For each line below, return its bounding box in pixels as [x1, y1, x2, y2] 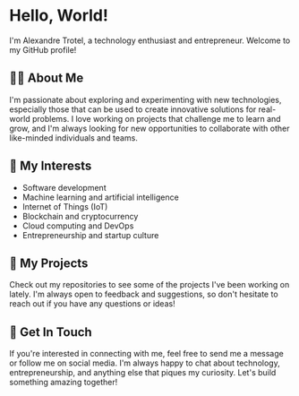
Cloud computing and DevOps [21, 220, 134, 231]
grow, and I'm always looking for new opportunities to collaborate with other [9, 123, 290, 133]
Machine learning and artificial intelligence [21, 192, 179, 202]
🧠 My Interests [9, 159, 92, 174]
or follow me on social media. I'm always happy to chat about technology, [9, 357, 280, 368]
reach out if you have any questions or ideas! [9, 298, 176, 309]
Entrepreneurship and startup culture [21, 229, 159, 240]
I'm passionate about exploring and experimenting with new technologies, [9, 94, 282, 105]
